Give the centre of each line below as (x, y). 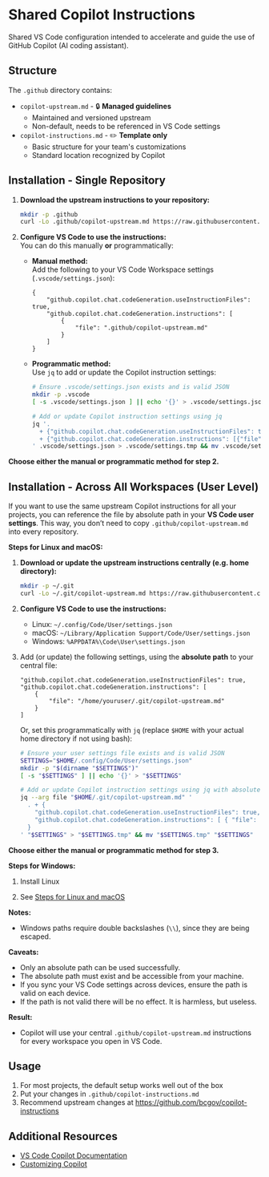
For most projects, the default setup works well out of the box (122, 1086)
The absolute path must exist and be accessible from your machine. (132, 976)
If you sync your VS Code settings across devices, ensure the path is (134, 985)
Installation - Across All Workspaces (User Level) (133, 487)
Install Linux (40, 881)
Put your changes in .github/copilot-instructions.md (110, 1094)
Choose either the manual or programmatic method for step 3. (114, 850)
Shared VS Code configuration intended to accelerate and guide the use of (132, 37)
